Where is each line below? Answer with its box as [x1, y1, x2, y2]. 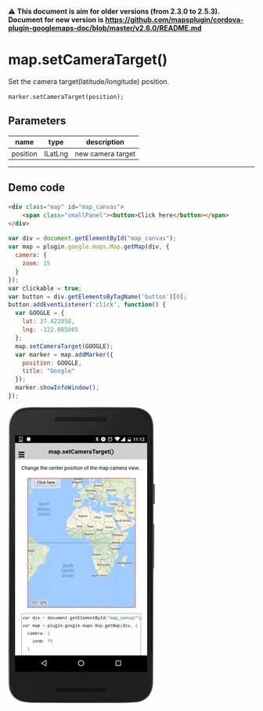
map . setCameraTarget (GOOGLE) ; [15, 342, 113, 350]
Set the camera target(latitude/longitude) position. [8, 76, 170, 86]
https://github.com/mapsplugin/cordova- [105, 15, 244, 24]
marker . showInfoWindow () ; [15, 384, 100, 392]
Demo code [8, 181, 65, 195]
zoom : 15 [22, 259, 51, 268]
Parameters [8, 114, 67, 128]
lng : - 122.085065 [22, 326, 79, 334]
